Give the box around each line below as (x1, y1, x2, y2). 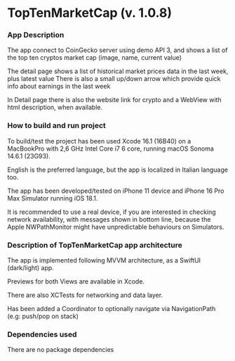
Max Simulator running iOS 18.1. (7, 194, 98, 202)
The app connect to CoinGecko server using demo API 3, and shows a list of (7, 46, 228, 54)
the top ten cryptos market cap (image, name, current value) (7, 53, 182, 62)
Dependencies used (7, 329, 77, 339)
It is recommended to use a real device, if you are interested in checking (7, 208, 216, 216)
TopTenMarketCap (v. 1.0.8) (7, 5, 173, 21)
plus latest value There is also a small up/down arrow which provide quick (7, 75, 221, 83)
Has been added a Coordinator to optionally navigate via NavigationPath (7, 305, 216, 313)
